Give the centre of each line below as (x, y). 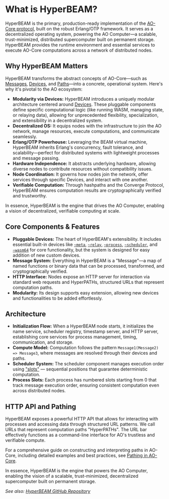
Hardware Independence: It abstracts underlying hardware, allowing (84, 163)
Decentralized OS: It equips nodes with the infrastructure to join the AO (87, 126)
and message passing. (36, 158)
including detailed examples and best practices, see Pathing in (82, 455)
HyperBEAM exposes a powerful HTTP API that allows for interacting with (82, 419)
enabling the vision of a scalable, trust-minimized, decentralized (72, 476)
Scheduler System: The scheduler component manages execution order (88, 364)
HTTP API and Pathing (41, 407)
